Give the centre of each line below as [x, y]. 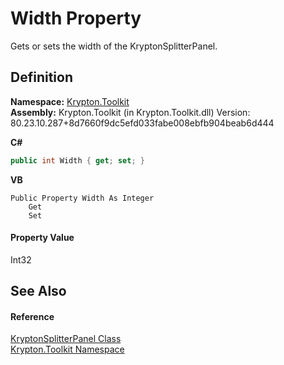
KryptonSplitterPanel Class [66, 339]
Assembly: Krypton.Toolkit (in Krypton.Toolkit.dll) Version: [130, 112]
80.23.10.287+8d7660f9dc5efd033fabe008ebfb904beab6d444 [142, 123]
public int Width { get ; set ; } [77, 160]
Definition [41, 77]
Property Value [42, 238]
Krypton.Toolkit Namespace [67, 349]
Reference [32, 316]
